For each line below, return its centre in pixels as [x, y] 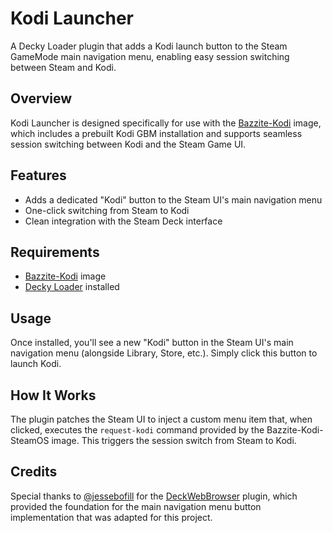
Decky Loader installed [72, 287]
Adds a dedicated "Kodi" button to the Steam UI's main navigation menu [173, 199]
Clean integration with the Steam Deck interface [123, 221]
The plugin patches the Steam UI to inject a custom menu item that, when [161, 419]
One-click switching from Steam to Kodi [107, 210]
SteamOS [30, 440]
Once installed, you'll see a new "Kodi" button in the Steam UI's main [152, 343]
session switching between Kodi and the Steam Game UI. [128, 144]
